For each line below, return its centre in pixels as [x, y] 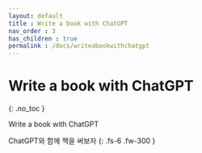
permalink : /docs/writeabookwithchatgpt [79, 46]
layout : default [36, 16]
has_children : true [43, 38]
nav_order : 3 [32, 31]
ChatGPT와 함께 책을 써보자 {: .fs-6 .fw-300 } [82, 141]
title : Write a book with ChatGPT [68, 23]
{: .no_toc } [27, 108]
